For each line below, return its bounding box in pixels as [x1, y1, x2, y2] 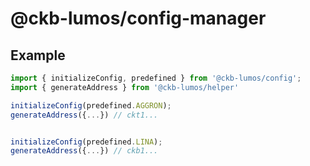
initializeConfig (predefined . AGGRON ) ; [10, 100, 172, 111]
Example [10, 47, 66, 64]
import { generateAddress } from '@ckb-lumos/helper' [10, 82, 240, 92]
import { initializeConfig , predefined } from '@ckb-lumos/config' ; [10, 73, 302, 83]
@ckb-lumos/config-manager [10, 7, 267, 30]
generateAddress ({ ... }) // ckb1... [10, 146, 159, 156]
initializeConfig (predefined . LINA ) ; [10, 137, 163, 147]
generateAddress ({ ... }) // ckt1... [10, 110, 159, 120]
